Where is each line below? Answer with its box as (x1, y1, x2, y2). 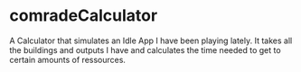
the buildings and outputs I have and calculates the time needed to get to (9, 44, 282, 55)
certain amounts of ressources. (9, 54, 127, 65)
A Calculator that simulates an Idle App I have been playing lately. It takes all (9, 35, 293, 46)
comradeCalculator (9, 5, 158, 26)
